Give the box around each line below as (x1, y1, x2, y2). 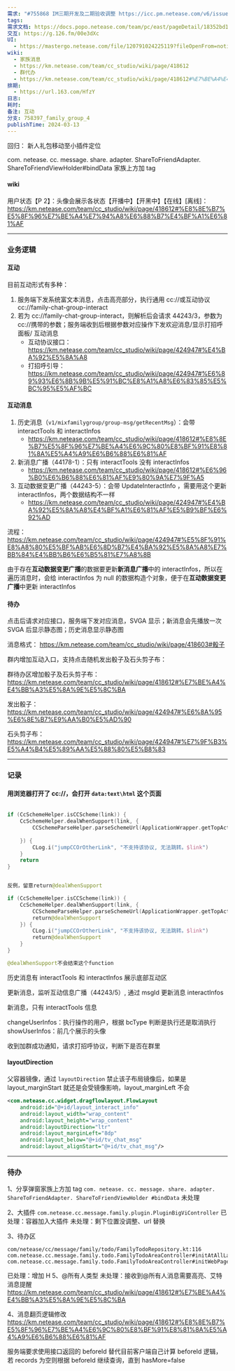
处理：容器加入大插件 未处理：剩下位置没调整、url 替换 (7, 1217, 166, 1226)
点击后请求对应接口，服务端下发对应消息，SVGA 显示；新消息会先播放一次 (7, 616, 222, 625)
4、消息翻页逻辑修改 (7, 1310, 67, 1318)
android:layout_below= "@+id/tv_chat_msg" (20, 1137, 142, 1144)
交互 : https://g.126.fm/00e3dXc (7, 29, 99, 37)
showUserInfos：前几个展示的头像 (7, 1027, 106, 1035)
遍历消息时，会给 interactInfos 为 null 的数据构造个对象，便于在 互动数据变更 (7, 574, 226, 582)
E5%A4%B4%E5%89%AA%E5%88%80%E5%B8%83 (7, 745, 166, 754)
